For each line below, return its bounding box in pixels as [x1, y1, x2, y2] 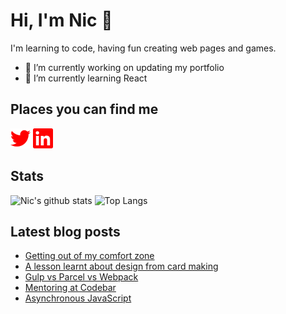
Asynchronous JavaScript [24, 292, 132, 304]
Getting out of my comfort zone [24, 250, 155, 262]
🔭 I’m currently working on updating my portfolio [24, 61, 225, 73]
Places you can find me [10, 101, 159, 118]
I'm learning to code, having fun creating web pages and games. [10, 42, 277, 54]
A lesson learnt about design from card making [24, 260, 219, 273]
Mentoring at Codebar [24, 282, 117, 294]
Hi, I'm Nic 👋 [10, 9, 113, 32]
